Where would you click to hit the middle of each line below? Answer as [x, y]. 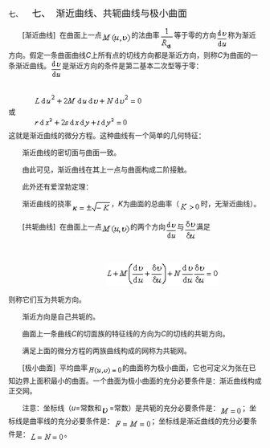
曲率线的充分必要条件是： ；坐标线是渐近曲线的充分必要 [140, 421]
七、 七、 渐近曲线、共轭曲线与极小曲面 [98, 14]
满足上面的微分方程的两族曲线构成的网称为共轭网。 [106, 351]
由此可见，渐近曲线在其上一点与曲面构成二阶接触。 [106, 170]
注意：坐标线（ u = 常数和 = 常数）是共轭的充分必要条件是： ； [136, 408]
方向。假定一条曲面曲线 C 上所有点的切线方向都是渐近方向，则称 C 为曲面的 [130, 55]
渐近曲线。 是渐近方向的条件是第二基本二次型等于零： [109, 66]
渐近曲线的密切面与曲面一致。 [72, 153]
